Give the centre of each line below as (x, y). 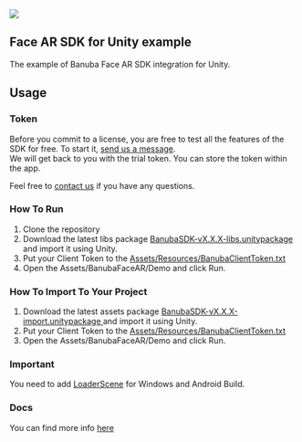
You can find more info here (62, 427)
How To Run (36, 209)
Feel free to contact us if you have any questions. (102, 185)
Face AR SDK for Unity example (100, 42)
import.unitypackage (62, 321)
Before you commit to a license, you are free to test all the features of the (147, 139)
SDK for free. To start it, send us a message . (93, 148)
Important (32, 364)
